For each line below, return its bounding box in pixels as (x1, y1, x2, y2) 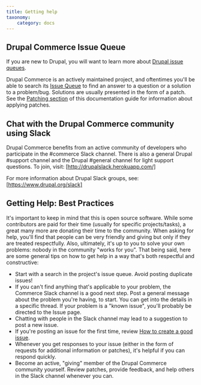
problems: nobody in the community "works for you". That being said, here (6, 246, 191, 253)
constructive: (6, 259, 39, 266)
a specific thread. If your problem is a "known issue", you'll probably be (14, 302, 192, 309)
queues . (6, 64, 26, 72)
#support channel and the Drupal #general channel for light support (6, 157, 174, 163)
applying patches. (6, 101, 51, 108)
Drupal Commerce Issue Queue (6, 42, 126, 52)
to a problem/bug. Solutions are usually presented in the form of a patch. (6, 89, 186, 96)
